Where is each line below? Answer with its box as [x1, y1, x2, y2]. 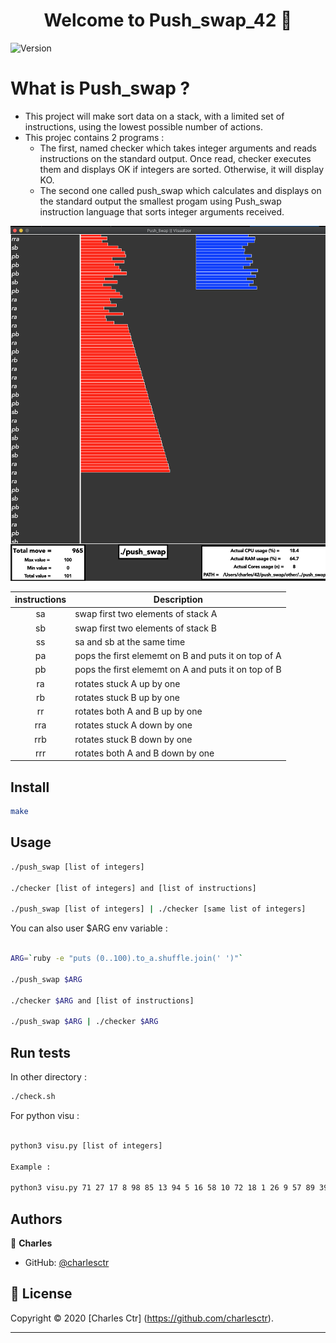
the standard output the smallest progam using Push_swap [39, 195, 282, 207]
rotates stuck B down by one [74, 733, 193, 745]
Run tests [10, 1044, 71, 1061]
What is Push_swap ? [10, 77, 191, 100]
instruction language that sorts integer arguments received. [39, 205, 285, 218]
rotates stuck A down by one [74, 719, 193, 731]
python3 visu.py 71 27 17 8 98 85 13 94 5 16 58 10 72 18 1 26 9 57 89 [10, 1183, 315, 1193]
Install [10, 779, 50, 796]
